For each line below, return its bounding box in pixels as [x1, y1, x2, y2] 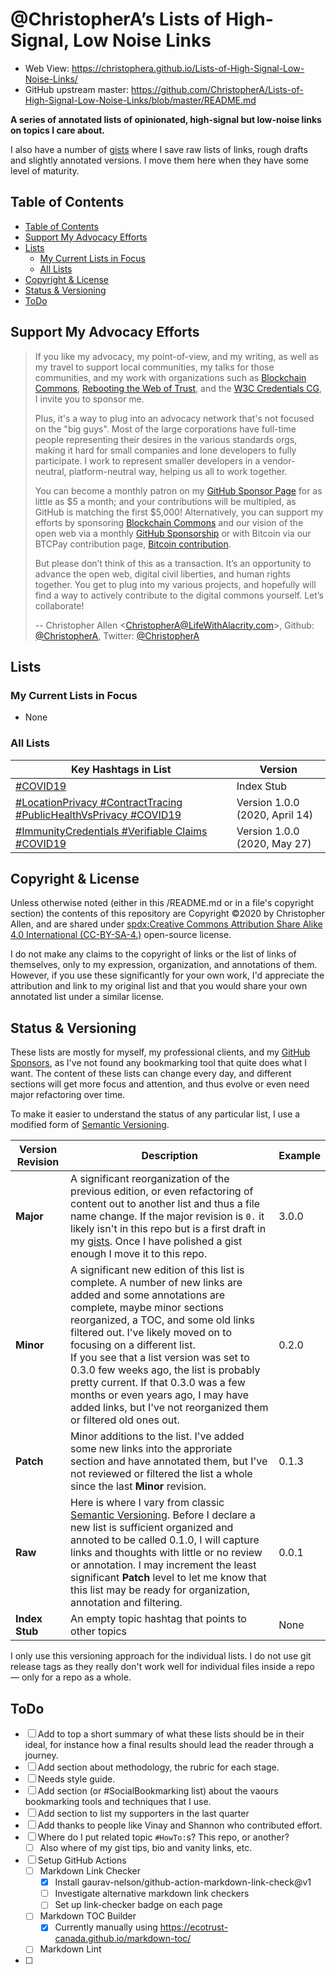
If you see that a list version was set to [70, 1351, 250, 1365]
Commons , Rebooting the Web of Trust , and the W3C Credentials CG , [34, 382, 322, 394]
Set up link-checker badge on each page [54, 1899, 223, 1911]
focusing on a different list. [70, 1338, 196, 1352]
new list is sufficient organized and [70, 1521, 234, 1535]
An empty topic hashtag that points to [70, 1612, 247, 1626]
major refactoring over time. [10, 1089, 126, 1101]
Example [278, 1149, 321, 1163]
